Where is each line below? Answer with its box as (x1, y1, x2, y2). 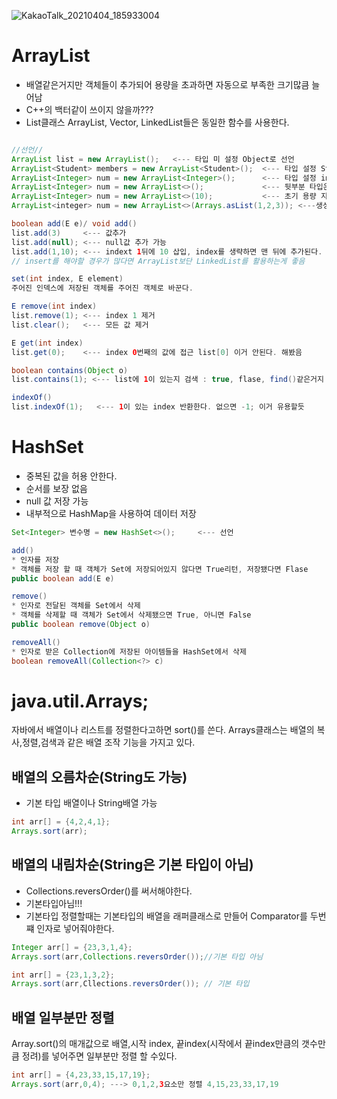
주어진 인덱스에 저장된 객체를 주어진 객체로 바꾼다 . (11, 283, 194, 294)
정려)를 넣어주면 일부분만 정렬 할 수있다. (21, 1050, 178, 1062)
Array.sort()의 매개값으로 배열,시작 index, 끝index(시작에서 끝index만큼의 (11, 1038, 300, 1050)
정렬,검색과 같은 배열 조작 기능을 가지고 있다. (21, 736, 196, 749)
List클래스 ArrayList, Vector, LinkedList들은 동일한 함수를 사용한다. (25, 116, 290, 128)
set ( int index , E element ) (11, 274, 124, 284)
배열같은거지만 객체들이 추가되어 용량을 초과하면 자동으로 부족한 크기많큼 (25, 78, 310, 90)
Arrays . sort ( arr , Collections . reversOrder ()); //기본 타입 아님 (11, 951, 264, 962)
